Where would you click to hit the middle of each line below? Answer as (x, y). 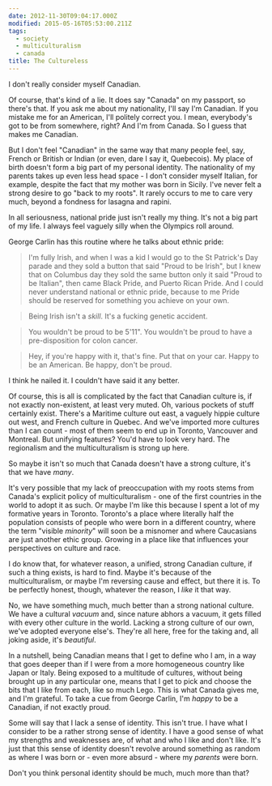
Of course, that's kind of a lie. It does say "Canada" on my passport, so (127, 100)
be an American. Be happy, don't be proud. (100, 365)
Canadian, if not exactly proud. (60, 707)
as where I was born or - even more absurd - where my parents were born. (134, 757)
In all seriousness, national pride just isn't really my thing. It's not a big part (133, 217)
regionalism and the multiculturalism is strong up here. (99, 447)
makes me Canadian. (43, 134)
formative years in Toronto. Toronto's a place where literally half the (121, 513)
